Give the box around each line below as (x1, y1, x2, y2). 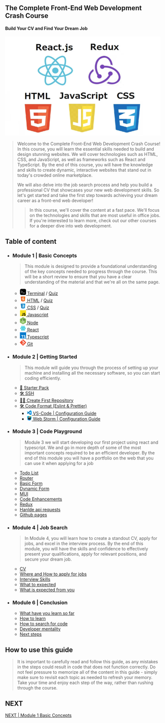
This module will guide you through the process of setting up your (24, 365, 159, 371)
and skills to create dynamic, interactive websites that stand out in (17, 167, 152, 173)
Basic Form (19, 480, 43, 486)
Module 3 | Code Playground (12, 428, 82, 435)
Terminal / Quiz (27, 291, 58, 297)
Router (19, 475, 33, 481)
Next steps (19, 631, 42, 637)
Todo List (19, 470, 39, 476)
